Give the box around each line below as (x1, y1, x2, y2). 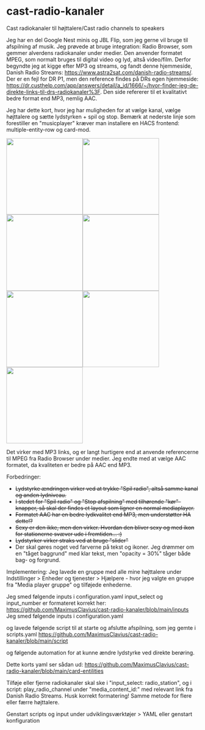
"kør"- (165, 497, 181, 505)
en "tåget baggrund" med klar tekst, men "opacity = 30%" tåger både (15, 549, 191, 557)
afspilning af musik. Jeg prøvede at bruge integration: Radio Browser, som (6, 43, 193, 50)
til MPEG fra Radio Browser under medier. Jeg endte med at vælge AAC (6, 455, 186, 462)
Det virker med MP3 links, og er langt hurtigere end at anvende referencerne (6, 448, 199, 455)
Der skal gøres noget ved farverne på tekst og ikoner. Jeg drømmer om (15, 543, 194, 551)
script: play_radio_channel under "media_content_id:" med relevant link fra (6, 685, 193, 693)
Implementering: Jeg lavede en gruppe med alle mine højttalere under (6, 568, 182, 575)
